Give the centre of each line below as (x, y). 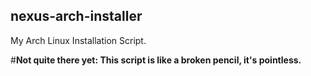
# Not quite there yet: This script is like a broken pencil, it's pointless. (156, 60)
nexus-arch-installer (76, 16)
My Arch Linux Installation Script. (78, 40)
